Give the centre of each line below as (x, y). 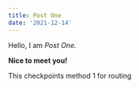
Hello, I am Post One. (42, 45)
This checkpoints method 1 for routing (70, 75)
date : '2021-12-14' (40, 23)
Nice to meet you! (38, 60)
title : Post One (35, 15)
